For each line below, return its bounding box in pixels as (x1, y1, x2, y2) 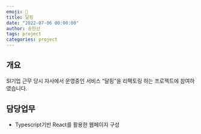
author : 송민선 (6, 25, 41, 32)
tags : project (6, 31, 42, 37)
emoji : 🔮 (6, 8, 28, 15)
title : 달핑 (6, 14, 34, 20)
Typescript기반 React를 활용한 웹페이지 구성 (14, 121, 120, 128)
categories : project (6, 36, 58, 42)
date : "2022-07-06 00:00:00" (6, 20, 79, 26)
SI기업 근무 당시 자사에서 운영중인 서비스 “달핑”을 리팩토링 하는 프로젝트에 (6, 77, 179, 84)
